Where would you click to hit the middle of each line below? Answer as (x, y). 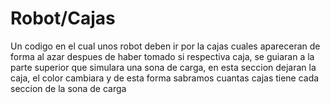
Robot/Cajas (63, 18)
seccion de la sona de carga (68, 88)
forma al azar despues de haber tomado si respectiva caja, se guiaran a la (162, 56)
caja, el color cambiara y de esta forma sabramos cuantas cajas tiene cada (165, 78)
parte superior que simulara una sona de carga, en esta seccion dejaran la (163, 67)
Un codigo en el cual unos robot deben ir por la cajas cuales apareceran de (165, 46)
